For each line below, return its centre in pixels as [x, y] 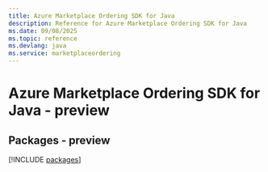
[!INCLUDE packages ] [45, 159]
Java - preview [59, 111]
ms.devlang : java [38, 46]
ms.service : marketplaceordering [65, 53]
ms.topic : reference [43, 38]
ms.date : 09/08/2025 [43, 31]
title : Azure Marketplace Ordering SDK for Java [92, 16]
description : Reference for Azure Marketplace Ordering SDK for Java [128, 23]
